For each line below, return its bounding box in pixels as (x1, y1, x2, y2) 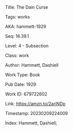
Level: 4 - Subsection (5, 43, 49, 49)
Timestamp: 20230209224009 (5, 111, 68, 116)
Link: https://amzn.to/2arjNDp (5, 101, 66, 107)
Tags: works (5, 14, 30, 19)
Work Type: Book (5, 72, 40, 78)
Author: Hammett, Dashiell (5, 62, 59, 68)
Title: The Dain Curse (5, 4, 48, 10)
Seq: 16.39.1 (5, 33, 29, 39)
